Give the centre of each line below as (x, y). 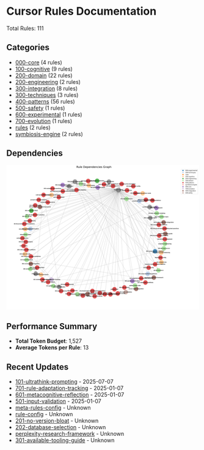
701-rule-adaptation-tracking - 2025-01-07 (69, 388)
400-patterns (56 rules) (45, 101)
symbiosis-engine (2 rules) (49, 134)
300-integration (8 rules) (46, 88)
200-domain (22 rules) (44, 75)
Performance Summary (52, 326)
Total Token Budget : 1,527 (49, 341)
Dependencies (35, 154)
